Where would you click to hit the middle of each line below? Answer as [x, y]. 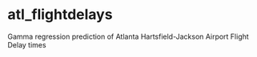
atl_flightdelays [60, 15]
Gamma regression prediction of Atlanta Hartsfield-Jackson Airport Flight [128, 36]
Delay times [27, 44]
